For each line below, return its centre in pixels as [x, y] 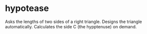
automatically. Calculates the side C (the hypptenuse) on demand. [71, 26]
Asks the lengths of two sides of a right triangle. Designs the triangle [73, 22]
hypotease [27, 8]
